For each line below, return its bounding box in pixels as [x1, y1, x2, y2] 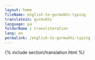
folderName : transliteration [5, 26, 68, 31]
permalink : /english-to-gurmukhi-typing [5, 36, 91, 41]
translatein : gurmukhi [5, 17, 52, 22]
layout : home [5, 7, 32, 13]
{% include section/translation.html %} [5, 49, 85, 55]
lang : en [5, 31, 23, 36]
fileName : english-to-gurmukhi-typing [5, 12, 86, 17]
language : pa [5, 21, 32, 27]
